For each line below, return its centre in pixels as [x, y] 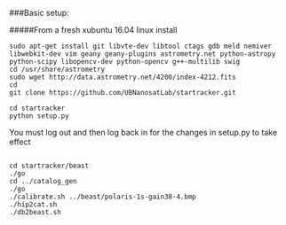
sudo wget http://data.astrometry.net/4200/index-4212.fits [123, 77]
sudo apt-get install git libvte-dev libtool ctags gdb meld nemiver [141, 46]
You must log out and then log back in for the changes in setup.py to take [143, 132]
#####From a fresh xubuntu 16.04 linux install [93, 30]
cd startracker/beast [49, 166]
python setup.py [39, 116]
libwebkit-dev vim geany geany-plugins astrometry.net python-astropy [143, 54]
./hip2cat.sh [33, 205]
